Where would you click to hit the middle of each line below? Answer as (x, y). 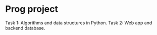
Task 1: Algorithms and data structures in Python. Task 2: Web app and (79, 23)
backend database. (25, 28)
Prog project (32, 9)
